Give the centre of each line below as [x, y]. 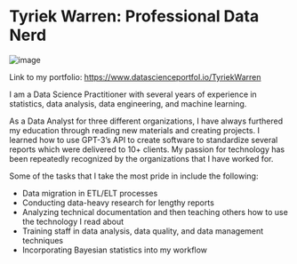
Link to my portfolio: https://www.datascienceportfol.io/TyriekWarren [135, 76]
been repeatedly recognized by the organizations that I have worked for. [141, 158]
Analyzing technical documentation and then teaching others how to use [155, 212]
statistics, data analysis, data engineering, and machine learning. [128, 103]
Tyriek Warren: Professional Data [134, 16]
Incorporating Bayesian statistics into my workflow [114, 250]
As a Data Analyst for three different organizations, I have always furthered [146, 121]
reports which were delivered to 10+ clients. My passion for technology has [147, 149]
